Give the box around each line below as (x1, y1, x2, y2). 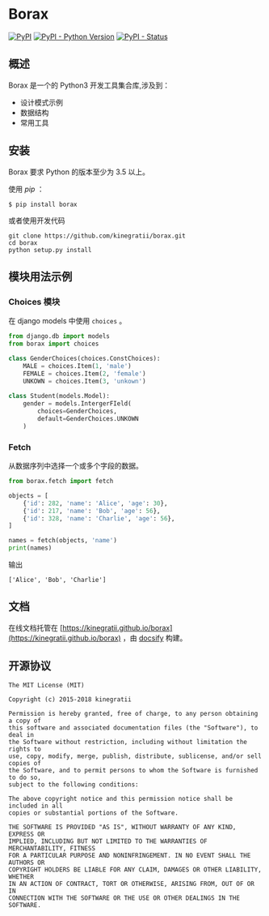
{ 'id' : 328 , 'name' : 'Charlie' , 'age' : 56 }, (23, 514, 175, 523)
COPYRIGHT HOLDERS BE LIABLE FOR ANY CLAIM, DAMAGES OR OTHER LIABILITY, (8, 865, 263, 874)
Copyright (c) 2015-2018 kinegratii (8, 695, 132, 704)
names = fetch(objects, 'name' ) (8, 537, 117, 545)
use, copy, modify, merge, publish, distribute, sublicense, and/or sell (8, 751, 263, 760)
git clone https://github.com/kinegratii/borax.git (8, 232, 186, 240)
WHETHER (8, 872, 35, 880)
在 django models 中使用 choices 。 (8, 316, 127, 326)
